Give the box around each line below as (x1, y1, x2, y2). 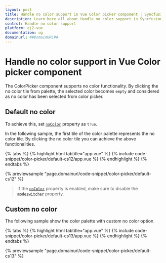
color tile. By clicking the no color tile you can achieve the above (5, 135, 136, 141)
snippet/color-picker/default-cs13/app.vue (5, 233, 91, 239)
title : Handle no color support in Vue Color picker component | (5, 12, 142, 17)
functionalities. (5, 141, 36, 147)
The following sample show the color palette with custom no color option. (5, 218, 155, 224)
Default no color (5, 108, 56, 116)
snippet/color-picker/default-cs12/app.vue (5, 156, 91, 162)
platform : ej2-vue (5, 26, 43, 31)
